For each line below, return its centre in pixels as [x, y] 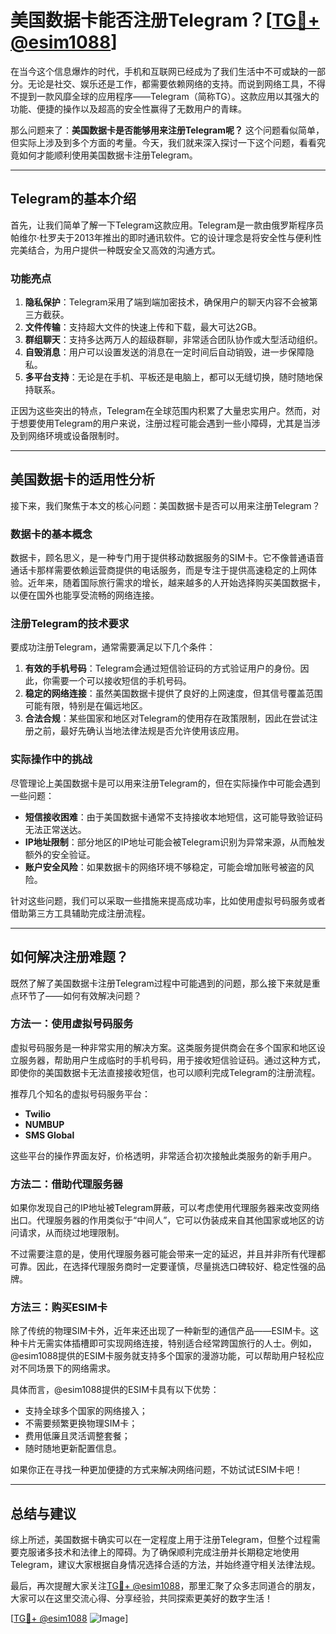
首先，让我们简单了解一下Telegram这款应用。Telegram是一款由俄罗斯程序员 [167, 225]
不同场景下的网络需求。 [67, 1368]
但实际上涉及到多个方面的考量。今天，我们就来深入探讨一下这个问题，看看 [163, 142]
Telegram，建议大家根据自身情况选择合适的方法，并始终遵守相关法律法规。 [165, 1565]
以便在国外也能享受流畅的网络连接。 [85, 595]
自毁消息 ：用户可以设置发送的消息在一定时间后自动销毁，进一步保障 [165, 352]
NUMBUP [44, 1124]
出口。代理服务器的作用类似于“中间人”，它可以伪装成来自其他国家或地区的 [163, 1220]
